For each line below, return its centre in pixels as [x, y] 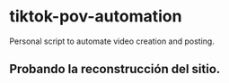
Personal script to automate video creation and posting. [112, 41]
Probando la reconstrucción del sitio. [115, 69]
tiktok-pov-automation [96, 17]
